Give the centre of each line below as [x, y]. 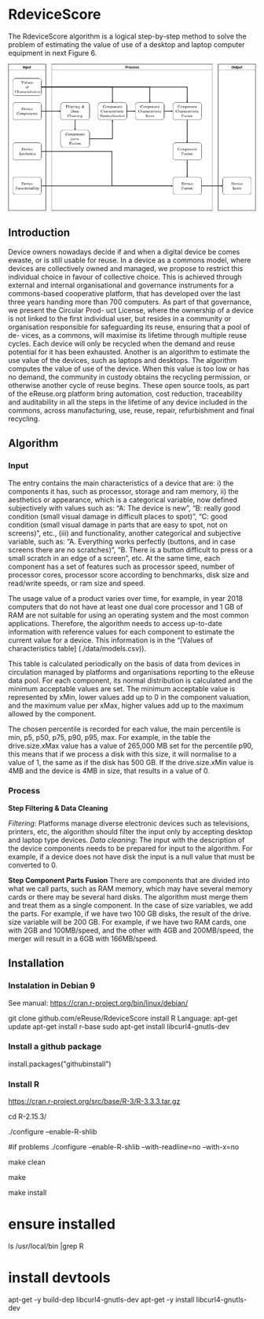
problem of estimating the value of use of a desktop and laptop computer [126, 44]
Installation [36, 964]
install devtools [59, 1278]
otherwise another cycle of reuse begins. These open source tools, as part [129, 385]
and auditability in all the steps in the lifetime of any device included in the [128, 401]
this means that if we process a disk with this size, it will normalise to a [123, 754]
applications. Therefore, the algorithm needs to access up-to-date [115, 623]
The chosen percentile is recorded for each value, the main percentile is [125, 729]
